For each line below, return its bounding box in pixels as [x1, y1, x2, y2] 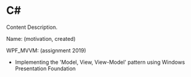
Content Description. [6, 23, 58, 31]
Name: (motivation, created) [6, 35, 76, 42]
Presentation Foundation [14, 64, 76, 72]
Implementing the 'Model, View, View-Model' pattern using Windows [14, 58, 185, 66]
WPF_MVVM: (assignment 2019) [6, 46, 86, 54]
